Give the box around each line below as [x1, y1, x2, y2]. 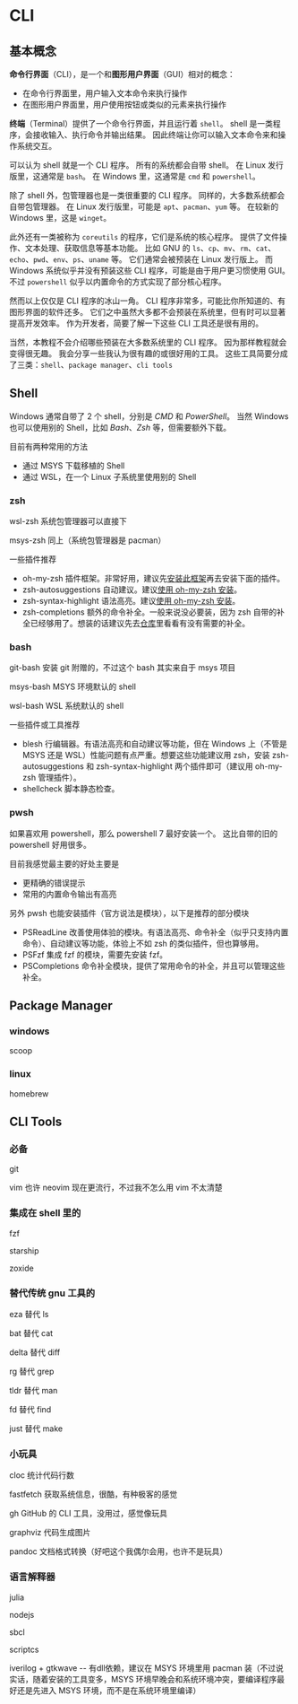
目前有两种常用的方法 [9, 441, 88, 451]
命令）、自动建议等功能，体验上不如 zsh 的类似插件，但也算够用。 [21, 938, 264, 948]
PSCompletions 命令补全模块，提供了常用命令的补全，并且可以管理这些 [21, 960, 285, 971]
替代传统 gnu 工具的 [9, 1287, 96, 1299]
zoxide [9, 1263, 34, 1273]
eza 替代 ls [9, 1308, 49, 1319]
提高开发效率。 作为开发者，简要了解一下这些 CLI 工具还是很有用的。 [9, 318, 264, 328]
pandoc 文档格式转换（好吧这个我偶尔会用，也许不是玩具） [9, 1546, 228, 1557]
